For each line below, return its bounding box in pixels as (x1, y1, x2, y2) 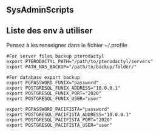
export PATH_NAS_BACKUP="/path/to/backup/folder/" (6, 64, 137, 70)
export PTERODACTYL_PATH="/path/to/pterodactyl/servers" (6, 59, 154, 65)
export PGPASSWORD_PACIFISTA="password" (6, 106, 110, 113)
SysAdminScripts (6, 5, 74, 15)
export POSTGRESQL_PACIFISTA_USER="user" (6, 122, 113, 129)
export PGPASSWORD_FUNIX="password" (6, 80, 99, 86)
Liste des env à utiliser (6, 25, 93, 36)
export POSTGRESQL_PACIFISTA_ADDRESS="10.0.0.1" (6, 112, 132, 118)
